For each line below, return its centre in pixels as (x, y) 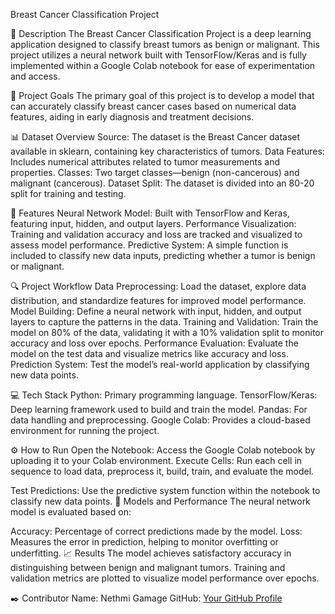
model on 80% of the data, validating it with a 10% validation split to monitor (167, 332)
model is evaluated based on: (71, 512)
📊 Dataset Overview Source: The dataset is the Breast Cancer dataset (155, 137)
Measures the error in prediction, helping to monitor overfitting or (144, 542)
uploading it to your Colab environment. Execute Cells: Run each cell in (156, 460)
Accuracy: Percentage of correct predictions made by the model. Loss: (156, 531)
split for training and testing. (68, 193)
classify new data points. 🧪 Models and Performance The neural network (160, 501)
